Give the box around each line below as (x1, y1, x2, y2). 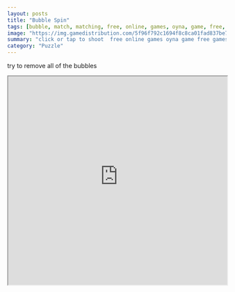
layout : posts (7, 10, 49, 17)
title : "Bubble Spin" (7, 17, 70, 24)
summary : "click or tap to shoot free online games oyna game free (7, 36, 210, 43)
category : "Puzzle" (7, 42, 64, 49)
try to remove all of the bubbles (7, 62, 97, 70)
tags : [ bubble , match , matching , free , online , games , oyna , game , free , (7, 23, 226, 30)
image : (7, 29, 26, 37)
